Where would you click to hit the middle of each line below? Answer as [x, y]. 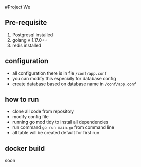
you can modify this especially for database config [64, 78]
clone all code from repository [43, 111]
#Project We [18, 7]
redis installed [27, 45]
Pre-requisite [26, 23]
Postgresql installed [33, 35]
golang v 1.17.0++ [30, 40]
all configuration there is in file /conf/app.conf [59, 73]
